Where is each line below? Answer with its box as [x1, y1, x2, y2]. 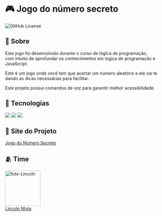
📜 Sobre [5, 37, 30, 46]
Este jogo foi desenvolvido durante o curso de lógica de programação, [5, 50, 148, 56]
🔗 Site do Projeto [5, 127, 57, 135]
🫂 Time [5, 155, 29, 163]
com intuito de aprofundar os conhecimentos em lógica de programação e [5, 55, 156, 61]
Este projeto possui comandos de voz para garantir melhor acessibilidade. [5, 85, 155, 91]
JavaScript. [5, 60, 28, 66]
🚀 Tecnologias [5, 99, 50, 108]
